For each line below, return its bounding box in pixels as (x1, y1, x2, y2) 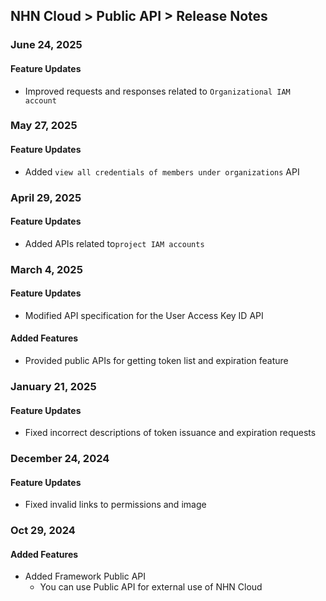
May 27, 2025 (10, 119, 78, 133)
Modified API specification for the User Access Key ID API (24, 309, 264, 321)
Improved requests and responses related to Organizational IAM (24, 85, 291, 97)
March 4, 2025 (10, 262, 83, 276)
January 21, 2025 (10, 380, 97, 394)
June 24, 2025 (10, 38, 83, 52)
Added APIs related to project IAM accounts (24, 237, 205, 249)
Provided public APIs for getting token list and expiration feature (24, 355, 289, 367)
